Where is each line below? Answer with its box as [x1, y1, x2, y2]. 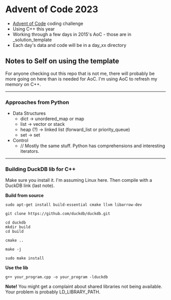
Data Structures [12, 111, 46, 117]
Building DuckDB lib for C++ [5, 166, 76, 173]
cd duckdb [5, 220, 26, 225]
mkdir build [5, 225, 31, 230]
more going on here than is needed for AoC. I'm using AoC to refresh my [5, 75, 158, 82]
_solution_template [12, 37, 52, 43]
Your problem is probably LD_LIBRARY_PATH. [5, 289, 101, 295]
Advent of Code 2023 [5, 4, 98, 15]
